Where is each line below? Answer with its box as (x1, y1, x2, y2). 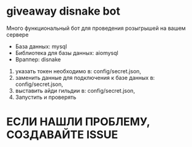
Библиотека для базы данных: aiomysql (15, 49, 118, 56)
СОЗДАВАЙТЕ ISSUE (6, 128, 118, 142)
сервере (6, 30, 29, 38)
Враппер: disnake (15, 56, 61, 63)
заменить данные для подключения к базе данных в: (15, 74, 155, 81)
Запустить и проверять (15, 93, 77, 101)
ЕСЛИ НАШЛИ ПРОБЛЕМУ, (6, 115, 150, 129)
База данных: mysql (15, 43, 67, 50)
